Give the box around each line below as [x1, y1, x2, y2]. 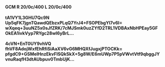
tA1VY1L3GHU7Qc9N [5, 15, 49, 21]
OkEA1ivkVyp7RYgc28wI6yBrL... [5, 30, 74, 36]
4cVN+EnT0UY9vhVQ [5, 41, 51, 46]
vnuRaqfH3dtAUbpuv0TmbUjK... [5, 56, 75, 62]
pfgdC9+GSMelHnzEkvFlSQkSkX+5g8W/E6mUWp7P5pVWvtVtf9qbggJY [5, 51, 160, 57]
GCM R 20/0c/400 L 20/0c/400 [5, 4, 72, 10]
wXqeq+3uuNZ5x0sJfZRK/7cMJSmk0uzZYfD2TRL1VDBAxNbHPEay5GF [5, 25, 158, 31]
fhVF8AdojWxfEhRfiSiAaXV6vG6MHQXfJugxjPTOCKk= [5, 46, 123, 52]
